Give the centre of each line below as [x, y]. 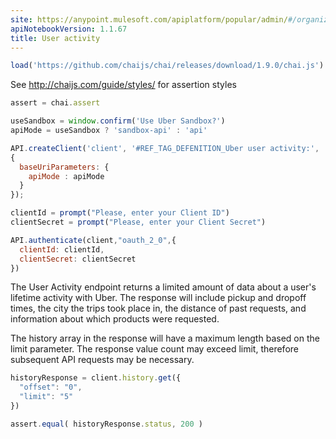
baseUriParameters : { [64, 167]
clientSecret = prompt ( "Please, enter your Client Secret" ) [138, 222]
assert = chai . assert [55, 103]
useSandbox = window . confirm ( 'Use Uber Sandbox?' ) [118, 121]
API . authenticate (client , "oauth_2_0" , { [93, 240]
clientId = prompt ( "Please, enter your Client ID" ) [120, 213]
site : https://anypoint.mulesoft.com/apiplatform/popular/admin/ [149, 19]
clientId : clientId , [62, 249]
